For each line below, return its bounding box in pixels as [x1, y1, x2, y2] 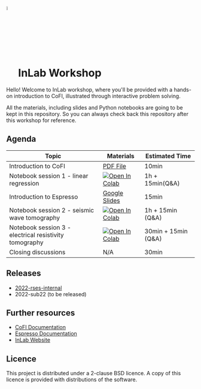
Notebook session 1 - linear [9, 171, 89, 180]
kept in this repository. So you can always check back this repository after [6, 110, 188, 117]
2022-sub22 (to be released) [14, 290, 87, 297]
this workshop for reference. [6, 117, 77, 124]
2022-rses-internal [14, 284, 62, 291]
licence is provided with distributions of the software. [6, 376, 138, 383]
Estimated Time [145, 151, 191, 160]
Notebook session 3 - [9, 223, 72, 232]
